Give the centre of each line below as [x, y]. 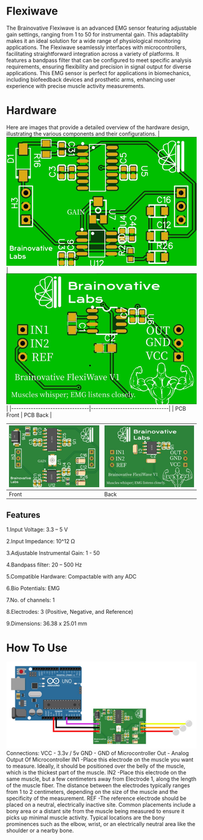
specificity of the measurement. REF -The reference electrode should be [96, 798]
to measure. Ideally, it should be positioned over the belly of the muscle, [96, 766]
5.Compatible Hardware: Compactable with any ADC [72, 576]
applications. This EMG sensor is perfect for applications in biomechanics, [99, 73]
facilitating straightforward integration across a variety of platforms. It [93, 53]
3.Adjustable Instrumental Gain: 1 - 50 [53, 553]
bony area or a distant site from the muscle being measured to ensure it [95, 811]
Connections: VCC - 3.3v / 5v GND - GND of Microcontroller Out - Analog [98, 753]
